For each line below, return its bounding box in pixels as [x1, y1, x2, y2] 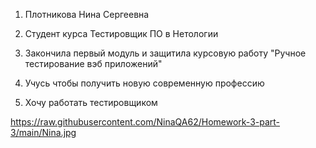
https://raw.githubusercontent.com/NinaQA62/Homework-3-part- [10, 116, 281, 128]
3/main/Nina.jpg [10, 127, 77, 138]
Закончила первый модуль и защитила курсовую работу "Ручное [24, 47, 307, 59]
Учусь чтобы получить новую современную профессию [24, 77, 265, 89]
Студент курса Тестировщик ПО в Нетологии [24, 28, 219, 39]
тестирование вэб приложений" [24, 58, 163, 69]
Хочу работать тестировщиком [24, 97, 158, 108]
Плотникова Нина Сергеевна [24, 9, 150, 20]
